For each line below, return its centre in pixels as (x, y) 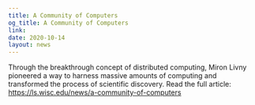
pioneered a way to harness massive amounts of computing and (112, 76)
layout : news (30, 45)
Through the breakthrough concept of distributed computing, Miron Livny (127, 67)
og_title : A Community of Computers (68, 23)
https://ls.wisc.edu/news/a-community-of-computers (95, 92)
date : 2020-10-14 (37, 37)
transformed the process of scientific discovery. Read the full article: (120, 84)
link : (17, 30)
